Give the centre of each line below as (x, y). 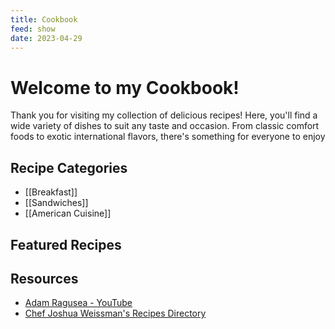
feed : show (33, 29)
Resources (44, 278)
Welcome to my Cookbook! (125, 87)
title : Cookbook (44, 19)
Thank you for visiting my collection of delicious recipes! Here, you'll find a (164, 115)
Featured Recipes (66, 244)
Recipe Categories (69, 167)
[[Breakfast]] (51, 192)
